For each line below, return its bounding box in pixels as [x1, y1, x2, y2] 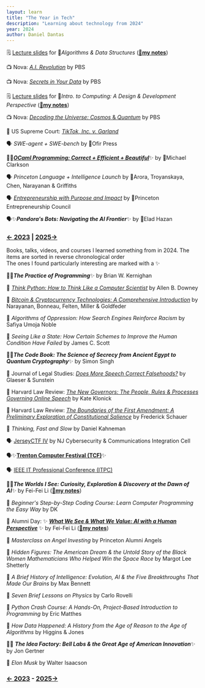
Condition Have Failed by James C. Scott [6, 339, 110, 346]
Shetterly [6, 561, 29, 569]
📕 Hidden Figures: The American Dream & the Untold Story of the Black [6, 548, 187, 556]
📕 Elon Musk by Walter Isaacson [6, 659, 88, 667]
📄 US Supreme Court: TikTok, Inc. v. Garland [6, 128, 119, 135]
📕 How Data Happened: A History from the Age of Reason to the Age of [6, 622, 187, 629]
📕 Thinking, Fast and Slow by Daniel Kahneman [6, 425, 126, 432]
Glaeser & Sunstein [6, 376, 54, 384]
